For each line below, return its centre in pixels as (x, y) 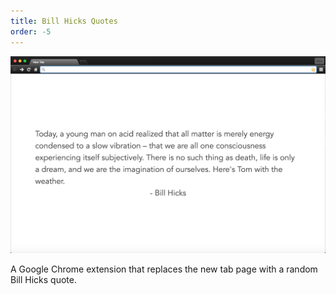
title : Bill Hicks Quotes (64, 21)
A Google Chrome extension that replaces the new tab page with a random (164, 269)
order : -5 (31, 31)
